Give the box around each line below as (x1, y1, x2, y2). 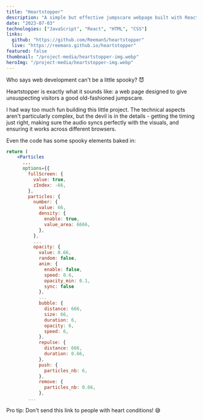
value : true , (33, 176, 66, 183)
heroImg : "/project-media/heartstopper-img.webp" (6, 59, 134, 65)
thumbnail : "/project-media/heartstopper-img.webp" (6, 54, 139, 60)
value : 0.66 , (38, 250, 71, 256)
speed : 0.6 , (44, 272, 74, 278)
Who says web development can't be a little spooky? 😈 (6, 76, 145, 83)
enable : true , (44, 216, 80, 222)
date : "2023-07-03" (6, 20, 56, 26)
